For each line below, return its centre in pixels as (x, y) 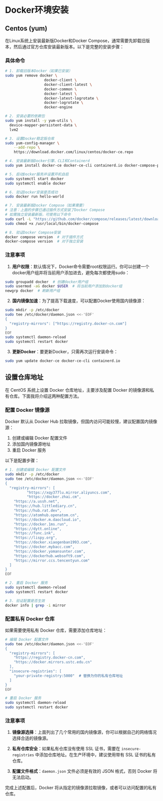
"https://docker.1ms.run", (41, 524)
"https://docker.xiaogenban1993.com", (53, 542)
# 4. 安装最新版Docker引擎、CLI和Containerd (47, 161)
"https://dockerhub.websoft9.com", (50, 556)
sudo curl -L (18, 219)
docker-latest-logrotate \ (71, 98)
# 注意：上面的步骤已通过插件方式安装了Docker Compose (55, 210)
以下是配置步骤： (22, 461)
